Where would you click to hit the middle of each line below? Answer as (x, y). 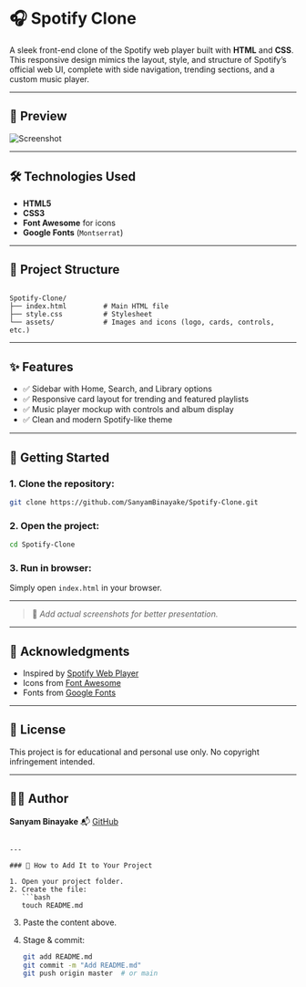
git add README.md (57, 956)
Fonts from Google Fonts (69, 693)
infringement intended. (52, 761)
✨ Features (41, 367)
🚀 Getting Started (60, 457)
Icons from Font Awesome (71, 683)
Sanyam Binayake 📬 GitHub (64, 821)
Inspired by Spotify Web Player (81, 673)
